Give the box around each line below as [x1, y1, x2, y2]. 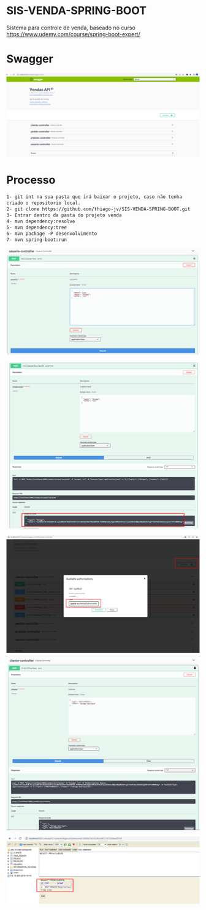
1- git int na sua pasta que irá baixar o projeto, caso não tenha [6, 194, 183, 200]
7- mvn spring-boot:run [6, 237, 67, 243]
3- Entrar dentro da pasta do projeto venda [6, 212, 122, 218]
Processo [6, 173, 56, 187]
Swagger [6, 52, 53, 66]
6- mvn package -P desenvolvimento [6, 231, 97, 237]
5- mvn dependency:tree [6, 224, 67, 231]
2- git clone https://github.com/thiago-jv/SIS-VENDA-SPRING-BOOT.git [6, 206, 191, 212]
